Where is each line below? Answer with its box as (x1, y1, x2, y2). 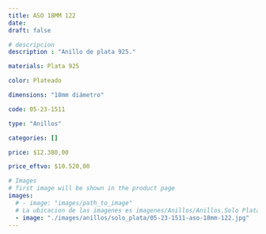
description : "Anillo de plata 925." (8, 48, 136, 56)
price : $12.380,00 (8, 148, 69, 156)
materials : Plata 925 (8, 63, 80, 71)
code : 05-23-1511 (8, 105, 66, 113)
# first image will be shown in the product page (8, 184, 176, 193)
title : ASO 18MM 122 (8, 11, 77, 20)
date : (8, 19, 26, 27)
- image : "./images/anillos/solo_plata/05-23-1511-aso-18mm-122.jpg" (15, 213, 249, 222)
